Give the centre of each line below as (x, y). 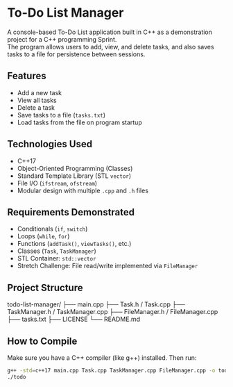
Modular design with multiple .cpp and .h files (83, 190)
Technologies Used (50, 144)
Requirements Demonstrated (71, 212)
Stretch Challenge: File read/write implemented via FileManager (107, 266)
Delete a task (36, 107)
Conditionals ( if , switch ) (52, 229)
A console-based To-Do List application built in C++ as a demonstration (110, 32)
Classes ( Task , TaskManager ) (57, 251)
